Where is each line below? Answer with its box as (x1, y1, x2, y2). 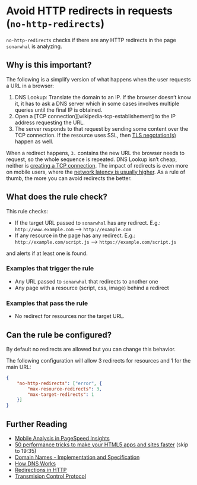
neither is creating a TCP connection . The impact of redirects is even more (6, 162, 189, 169)
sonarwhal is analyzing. (6, 43, 62, 50)
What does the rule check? (6, 192, 108, 202)
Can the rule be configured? (6, 330, 112, 340)
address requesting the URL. (14, 119, 85, 126)
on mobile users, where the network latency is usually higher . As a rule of (6, 168, 186, 175)
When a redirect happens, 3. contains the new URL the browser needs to (6, 149, 185, 156)
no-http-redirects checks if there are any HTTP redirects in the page (6, 36, 176, 43)
